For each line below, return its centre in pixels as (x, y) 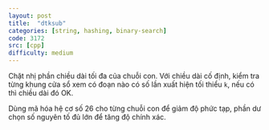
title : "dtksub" (37, 23)
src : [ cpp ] (26, 46)
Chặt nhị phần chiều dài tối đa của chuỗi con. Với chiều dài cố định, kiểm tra (134, 76)
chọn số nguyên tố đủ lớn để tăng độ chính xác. (87, 117)
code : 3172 (26, 38)
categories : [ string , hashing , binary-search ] (88, 30)
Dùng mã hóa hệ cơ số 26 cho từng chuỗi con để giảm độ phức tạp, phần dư (135, 108)
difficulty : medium (41, 53)
